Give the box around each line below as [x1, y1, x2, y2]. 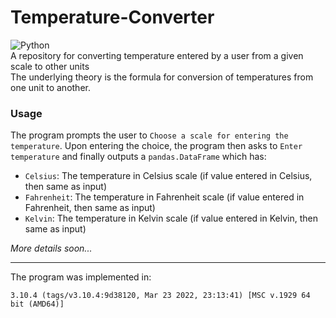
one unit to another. [10, 81, 91, 93]
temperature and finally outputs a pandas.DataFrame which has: [10, 151, 267, 163]
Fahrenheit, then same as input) [24, 202, 156, 214]
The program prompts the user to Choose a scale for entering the [10, 129, 289, 141]
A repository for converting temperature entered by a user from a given [10, 49, 304, 61]
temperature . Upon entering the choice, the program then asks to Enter [10, 140, 303, 152]
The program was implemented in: [10, 271, 152, 283]
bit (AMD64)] [10, 299, 65, 310]
